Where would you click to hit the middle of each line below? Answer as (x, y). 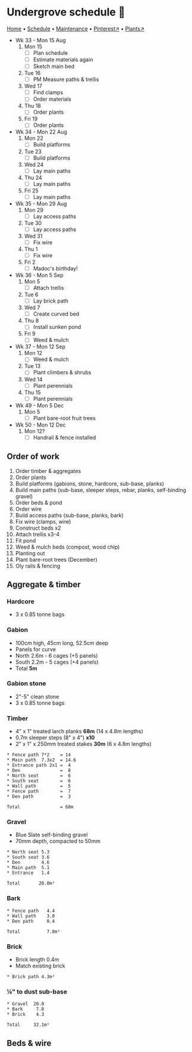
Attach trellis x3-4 (37, 534)
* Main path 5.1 (28, 868)
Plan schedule (51, 52)
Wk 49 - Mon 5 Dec (40, 405)
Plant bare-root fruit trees (64, 418)
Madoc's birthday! (55, 268)
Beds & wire (29, 1043)
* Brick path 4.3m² (31, 977)
